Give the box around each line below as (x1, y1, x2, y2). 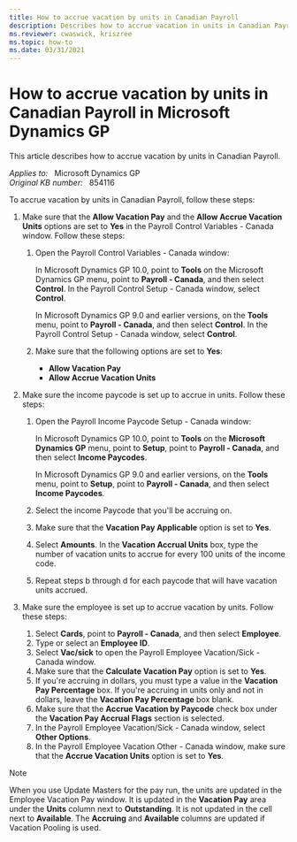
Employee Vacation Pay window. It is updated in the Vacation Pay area (9, 794, 267, 805)
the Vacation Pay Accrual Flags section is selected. (34, 713, 225, 723)
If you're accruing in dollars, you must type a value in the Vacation (34, 676, 278, 686)
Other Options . (34, 731, 91, 743)
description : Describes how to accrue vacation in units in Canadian (9, 21, 271, 30)
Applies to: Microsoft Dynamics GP (9, 168, 141, 179)
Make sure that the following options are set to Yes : (34, 346, 224, 356)
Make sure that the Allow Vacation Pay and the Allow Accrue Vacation (21, 211, 283, 222)
